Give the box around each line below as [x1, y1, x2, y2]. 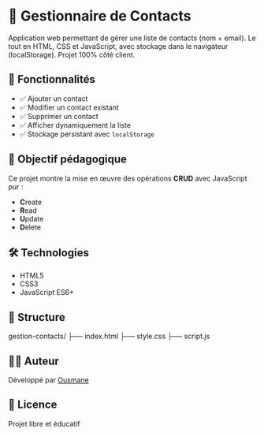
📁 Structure [8, 311, 65, 324]
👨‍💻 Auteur [8, 354, 59, 367]
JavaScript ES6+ [19, 288, 75, 297]
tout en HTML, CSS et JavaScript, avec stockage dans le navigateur [8, 41, 229, 50]
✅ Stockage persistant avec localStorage [19, 129, 155, 139]
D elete [19, 222, 42, 232]
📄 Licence [8, 398, 58, 412]
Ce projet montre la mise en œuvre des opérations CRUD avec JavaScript [8, 173, 247, 183]
